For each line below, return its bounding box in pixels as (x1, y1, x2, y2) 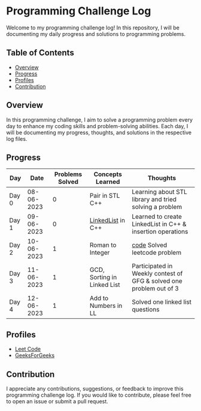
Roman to (89, 241, 117, 249)
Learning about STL (132, 188, 187, 196)
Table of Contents (6, 48, 75, 58)
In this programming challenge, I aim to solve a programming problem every (6, 116, 193, 123)
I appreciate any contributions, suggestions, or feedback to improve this (6, 385, 184, 392)
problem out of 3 (132, 285, 179, 293)
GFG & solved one (132, 277, 182, 285)
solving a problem (132, 203, 182, 211)
